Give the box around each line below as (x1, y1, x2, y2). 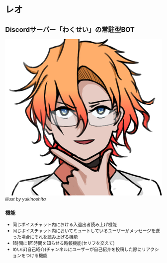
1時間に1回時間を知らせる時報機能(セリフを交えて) (12, 240, 115, 246)
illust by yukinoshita (5, 196, 46, 202)
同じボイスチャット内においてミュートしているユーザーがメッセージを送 (12, 228, 160, 234)
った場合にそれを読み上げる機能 (12, 234, 78, 240)
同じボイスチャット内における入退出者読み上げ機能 (12, 221, 117, 228)
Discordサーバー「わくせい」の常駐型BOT (5, 25, 135, 34)
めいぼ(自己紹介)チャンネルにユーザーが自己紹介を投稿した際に (12, 246, 142, 253)
